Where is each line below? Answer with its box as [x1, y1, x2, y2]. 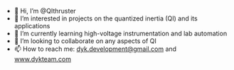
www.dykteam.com [14, 55, 71, 63]
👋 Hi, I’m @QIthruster [14, 7, 76, 15]
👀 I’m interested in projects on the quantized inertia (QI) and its [14, 14, 198, 23]
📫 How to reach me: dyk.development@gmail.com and [14, 45, 176, 53]
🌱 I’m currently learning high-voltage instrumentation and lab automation [14, 29, 228, 37]
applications [14, 22, 50, 30]
